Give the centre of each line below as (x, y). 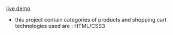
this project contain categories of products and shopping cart (91, 20)
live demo (18, 8)
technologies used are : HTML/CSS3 (60, 26)
